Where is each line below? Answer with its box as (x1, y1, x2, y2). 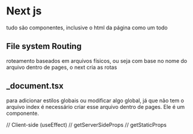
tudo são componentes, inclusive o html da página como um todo (6, 24, 168, 31)
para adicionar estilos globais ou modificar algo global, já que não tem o (6, 97, 185, 104)
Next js (6, 4, 42, 18)
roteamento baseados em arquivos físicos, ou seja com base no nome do (6, 57, 188, 64)
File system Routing (6, 41, 82, 51)
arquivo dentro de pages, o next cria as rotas (6, 63, 117, 71)
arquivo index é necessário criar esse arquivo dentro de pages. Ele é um (6, 103, 185, 110)
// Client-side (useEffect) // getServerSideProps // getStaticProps (6, 121, 167, 128)
